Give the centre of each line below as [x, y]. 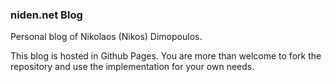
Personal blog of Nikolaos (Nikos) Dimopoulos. [106, 37]
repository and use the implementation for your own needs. [132, 67]
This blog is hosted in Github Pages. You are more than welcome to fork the [166, 56]
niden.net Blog [46, 15]
